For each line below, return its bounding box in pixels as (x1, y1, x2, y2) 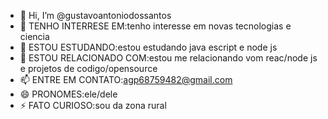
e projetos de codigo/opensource (19, 63, 158, 74)
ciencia (19, 31, 50, 42)
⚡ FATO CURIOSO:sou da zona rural (19, 100, 167, 111)
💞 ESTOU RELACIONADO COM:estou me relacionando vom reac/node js (19, 52, 318, 64)
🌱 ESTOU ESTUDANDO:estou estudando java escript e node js (19, 41, 278, 53)
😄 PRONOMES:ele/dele (19, 88, 118, 100)
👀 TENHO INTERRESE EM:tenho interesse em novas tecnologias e (19, 20, 292, 32)
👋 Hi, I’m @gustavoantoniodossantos (19, 10, 172, 21)
